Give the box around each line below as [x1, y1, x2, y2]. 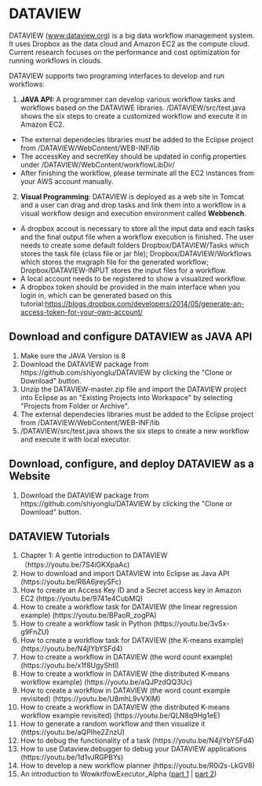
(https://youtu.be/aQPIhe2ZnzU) [20, 728, 125, 737]
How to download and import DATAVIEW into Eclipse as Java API [20, 569, 230, 578]
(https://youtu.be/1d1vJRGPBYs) [20, 752, 124, 762]
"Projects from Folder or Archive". [20, 401, 130, 410]
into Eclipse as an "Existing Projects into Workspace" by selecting [20, 392, 234, 402]
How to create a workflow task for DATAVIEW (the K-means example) [20, 636, 244, 645]
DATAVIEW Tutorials [9, 530, 111, 543]
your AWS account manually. [20, 176, 114, 185]
